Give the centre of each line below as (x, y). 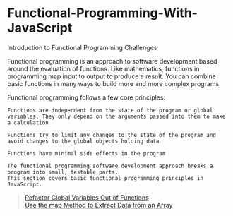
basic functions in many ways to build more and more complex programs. (114, 83)
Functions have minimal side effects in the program (86, 153)
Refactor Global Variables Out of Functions (87, 197)
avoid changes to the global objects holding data (83, 141)
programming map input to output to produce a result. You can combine (112, 76)
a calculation (28, 122)
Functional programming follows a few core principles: (86, 97)
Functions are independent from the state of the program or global (110, 110)
